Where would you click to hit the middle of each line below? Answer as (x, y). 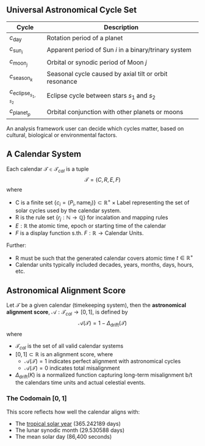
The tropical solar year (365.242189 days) (68, 423)
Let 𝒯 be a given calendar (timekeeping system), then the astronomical (96, 305)
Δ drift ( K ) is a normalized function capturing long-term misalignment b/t (104, 376)
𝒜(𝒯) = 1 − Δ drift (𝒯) (103, 324)
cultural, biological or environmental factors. (62, 135)
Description (121, 27)
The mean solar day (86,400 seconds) (63, 436)
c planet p (20, 112)
